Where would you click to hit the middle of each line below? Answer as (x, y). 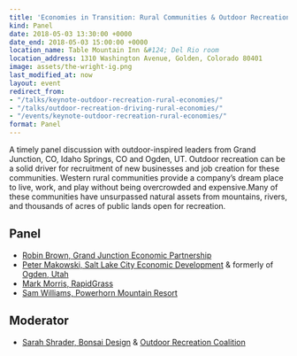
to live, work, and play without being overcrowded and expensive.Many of (144, 187)
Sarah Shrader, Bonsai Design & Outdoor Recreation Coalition (133, 342)
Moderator (39, 321)
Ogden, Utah (45, 274)
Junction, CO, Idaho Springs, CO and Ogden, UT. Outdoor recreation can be (147, 159)
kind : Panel (31, 26)
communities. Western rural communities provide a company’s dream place (147, 178)
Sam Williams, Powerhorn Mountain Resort (100, 292)
